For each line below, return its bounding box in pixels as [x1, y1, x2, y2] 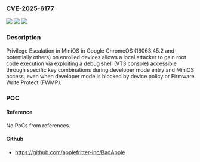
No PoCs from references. [6, 121, 70, 129]
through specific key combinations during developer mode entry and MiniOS [6, 66, 195, 73]
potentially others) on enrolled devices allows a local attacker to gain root [6, 53, 186, 60]
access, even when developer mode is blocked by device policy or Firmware [6, 72, 195, 80]
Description [6, 33, 41, 42]
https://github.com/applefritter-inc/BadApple [14, 148, 125, 156]
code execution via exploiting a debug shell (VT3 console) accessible [6, 60, 177, 67]
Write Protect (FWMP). [6, 79, 62, 86]
